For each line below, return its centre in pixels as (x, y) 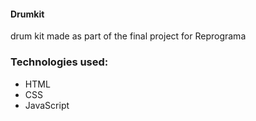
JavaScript (47, 105)
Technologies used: (59, 62)
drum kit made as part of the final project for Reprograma (128, 36)
